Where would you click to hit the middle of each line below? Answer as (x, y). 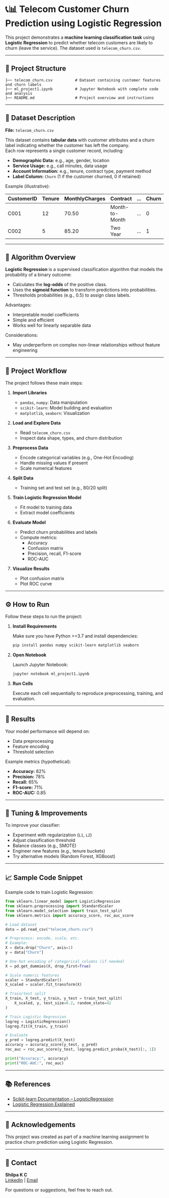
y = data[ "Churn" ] (24, 953)
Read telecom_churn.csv (45, 433)
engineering (25, 350)
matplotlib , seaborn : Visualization (55, 413)
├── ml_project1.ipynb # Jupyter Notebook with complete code (82, 89)
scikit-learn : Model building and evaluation (66, 408)
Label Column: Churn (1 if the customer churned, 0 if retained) (77, 176)
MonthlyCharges (85, 198)
